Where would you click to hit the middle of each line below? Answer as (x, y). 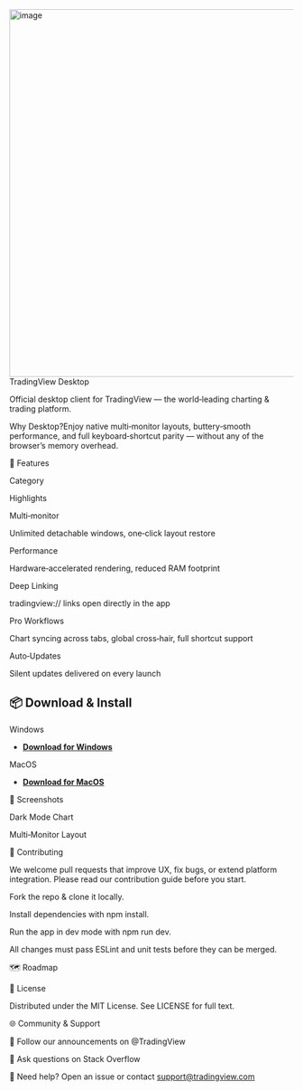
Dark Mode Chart (41, 817)
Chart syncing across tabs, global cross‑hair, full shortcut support (132, 638)
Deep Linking (34, 586)
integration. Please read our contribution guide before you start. (128, 879)
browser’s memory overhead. (64, 446)
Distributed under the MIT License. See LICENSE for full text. (122, 1006)
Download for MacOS (63, 782)
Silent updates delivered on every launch (85, 674)
